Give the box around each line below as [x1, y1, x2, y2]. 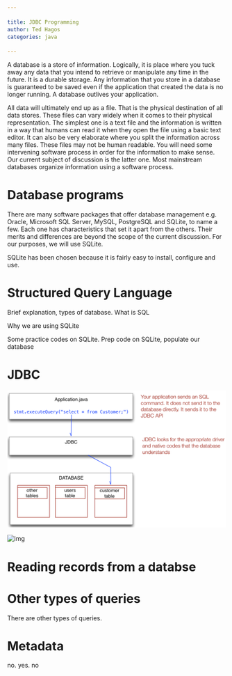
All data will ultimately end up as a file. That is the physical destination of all [7, 104, 224, 112]
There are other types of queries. [7, 613, 102, 622]
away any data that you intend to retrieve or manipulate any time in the [7, 68, 209, 77]
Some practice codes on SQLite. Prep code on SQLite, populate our [7, 335, 200, 343]
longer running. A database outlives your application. [7, 91, 158, 99]
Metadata [7, 638, 64, 654]
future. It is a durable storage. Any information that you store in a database [7, 75, 221, 84]
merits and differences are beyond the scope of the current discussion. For [7, 233, 222, 241]
